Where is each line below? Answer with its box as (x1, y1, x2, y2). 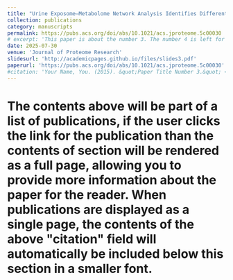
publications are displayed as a (7, 201, 190, 217)
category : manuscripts (7, 23, 73, 30)
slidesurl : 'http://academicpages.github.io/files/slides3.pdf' (7, 56, 197, 63)
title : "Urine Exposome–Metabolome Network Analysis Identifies (7, 10, 197, 17)
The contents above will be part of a (7, 98, 218, 114)
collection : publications (7, 17, 82, 24)
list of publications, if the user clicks (7, 113, 221, 129)
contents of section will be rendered (7, 142, 220, 158)
